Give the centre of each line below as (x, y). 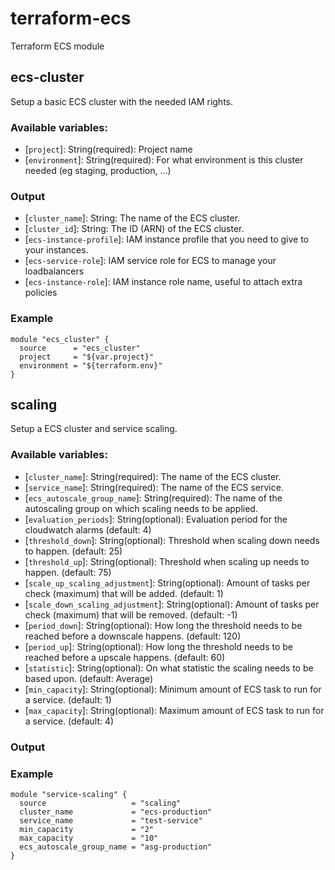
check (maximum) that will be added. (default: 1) (124, 593)
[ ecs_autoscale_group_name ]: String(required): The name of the (153, 498)
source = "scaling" (100, 803)
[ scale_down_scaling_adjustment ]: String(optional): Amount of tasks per (172, 604)
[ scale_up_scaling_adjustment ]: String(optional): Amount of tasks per (167, 583)
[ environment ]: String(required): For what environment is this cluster (164, 160)
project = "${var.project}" (87, 357)
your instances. (56, 250)
